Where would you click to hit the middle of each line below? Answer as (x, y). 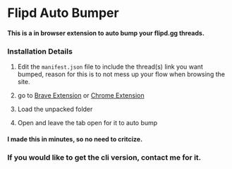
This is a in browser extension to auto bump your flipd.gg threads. (106, 33)
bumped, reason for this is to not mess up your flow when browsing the (121, 74)
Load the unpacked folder (55, 109)
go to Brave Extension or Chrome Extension (81, 95)
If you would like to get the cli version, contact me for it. (104, 157)
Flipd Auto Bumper (63, 13)
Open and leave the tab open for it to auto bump (87, 123)
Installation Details (40, 51)
